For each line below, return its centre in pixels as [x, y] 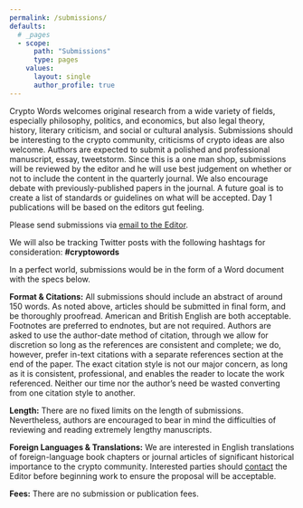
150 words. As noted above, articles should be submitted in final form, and [148, 306]
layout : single [62, 77]
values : [40, 69]
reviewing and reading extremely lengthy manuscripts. [111, 429]
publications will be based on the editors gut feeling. [107, 207]
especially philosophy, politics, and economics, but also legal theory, [137, 120]
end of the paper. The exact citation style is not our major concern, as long [148, 364]
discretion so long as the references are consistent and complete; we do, [146, 344]
